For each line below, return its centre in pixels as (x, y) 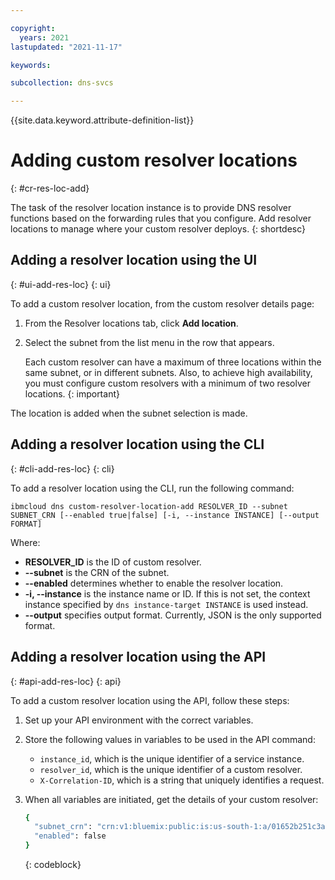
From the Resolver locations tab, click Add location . (131, 323)
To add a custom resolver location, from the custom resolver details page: (162, 303)
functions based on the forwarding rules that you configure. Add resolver (161, 218)
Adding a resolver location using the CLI (137, 444)
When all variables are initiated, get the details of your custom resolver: (171, 799)
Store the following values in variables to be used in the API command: (170, 739)
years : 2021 (44, 37)
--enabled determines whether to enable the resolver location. (154, 583)
